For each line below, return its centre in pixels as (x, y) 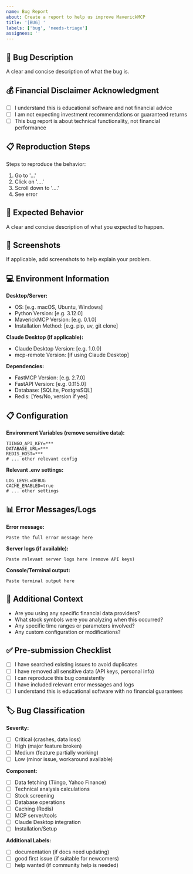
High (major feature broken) (48, 746)
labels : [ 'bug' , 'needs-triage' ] (47, 28)
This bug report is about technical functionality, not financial (87, 121)
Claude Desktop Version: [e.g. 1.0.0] (58, 349)
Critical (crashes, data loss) (48, 739)
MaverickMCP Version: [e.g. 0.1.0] (55, 320)
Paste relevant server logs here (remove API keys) (70, 559)
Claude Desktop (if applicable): (45, 337)
